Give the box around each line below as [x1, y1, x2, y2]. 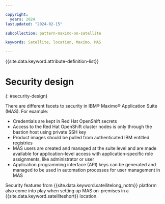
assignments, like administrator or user [12, 156, 95, 162]
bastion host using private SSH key [12, 129, 87, 135]
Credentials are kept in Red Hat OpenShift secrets [12, 118, 117, 124]
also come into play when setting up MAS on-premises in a [5, 188, 129, 194]
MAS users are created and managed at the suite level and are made [12, 145, 157, 151]
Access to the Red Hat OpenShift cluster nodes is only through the [12, 123, 152, 130]
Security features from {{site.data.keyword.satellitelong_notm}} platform [5, 182, 157, 189]
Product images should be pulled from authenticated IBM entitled [12, 135, 150, 141]
